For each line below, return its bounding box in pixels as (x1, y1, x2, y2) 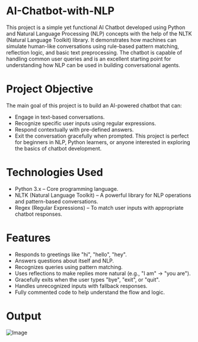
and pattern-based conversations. (14, 197, 98, 205)
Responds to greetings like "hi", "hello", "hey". (14, 251, 127, 258)
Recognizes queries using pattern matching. (14, 263, 123, 270)
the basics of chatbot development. (14, 145, 102, 152)
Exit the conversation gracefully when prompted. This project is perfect (14, 132, 189, 139)
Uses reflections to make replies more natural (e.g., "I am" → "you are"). (14, 270, 191, 277)
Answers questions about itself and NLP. (14, 257, 114, 264)
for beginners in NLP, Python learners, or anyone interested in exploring (14, 138, 191, 146)
